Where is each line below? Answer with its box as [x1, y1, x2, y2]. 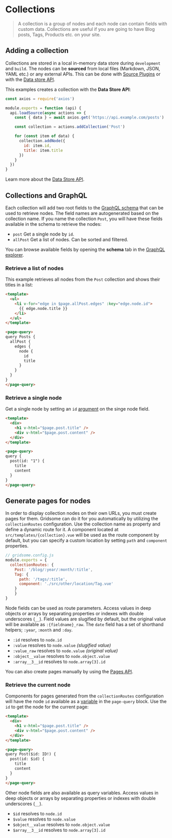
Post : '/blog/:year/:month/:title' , [14, 567, 93, 572]
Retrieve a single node [5, 394, 62, 401]
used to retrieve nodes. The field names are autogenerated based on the [5, 210, 159, 216]
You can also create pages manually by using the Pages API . [5, 668, 133, 674]
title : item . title [24, 148, 63, 153]
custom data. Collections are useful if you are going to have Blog [17, 26, 155, 32]
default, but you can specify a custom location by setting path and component [5, 537, 167, 543]
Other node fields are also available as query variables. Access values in [5, 789, 159, 796]
